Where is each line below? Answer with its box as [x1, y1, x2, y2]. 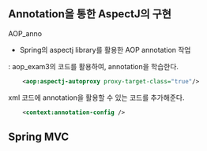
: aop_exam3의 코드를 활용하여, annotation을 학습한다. [8, 61, 179, 71]
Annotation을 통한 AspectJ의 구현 [8, 7, 172, 21]
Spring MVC [8, 130, 70, 143]
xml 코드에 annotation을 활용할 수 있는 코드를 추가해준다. [8, 93, 185, 102]
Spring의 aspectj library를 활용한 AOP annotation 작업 [19, 45, 191, 54]
